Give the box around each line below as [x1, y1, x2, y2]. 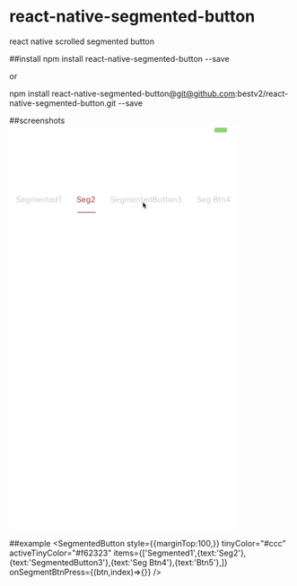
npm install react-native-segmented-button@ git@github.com [9, 88, 236, 99]
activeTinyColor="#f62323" [9, 547, 112, 558]
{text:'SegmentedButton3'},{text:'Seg [9, 556, 148, 567]
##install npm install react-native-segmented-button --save [9, 53, 231, 64]
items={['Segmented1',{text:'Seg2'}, [113, 547, 247, 558]
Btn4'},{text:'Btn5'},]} [149, 556, 229, 567]
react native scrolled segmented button [9, 36, 155, 47]
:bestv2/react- [234, 88, 289, 99]
